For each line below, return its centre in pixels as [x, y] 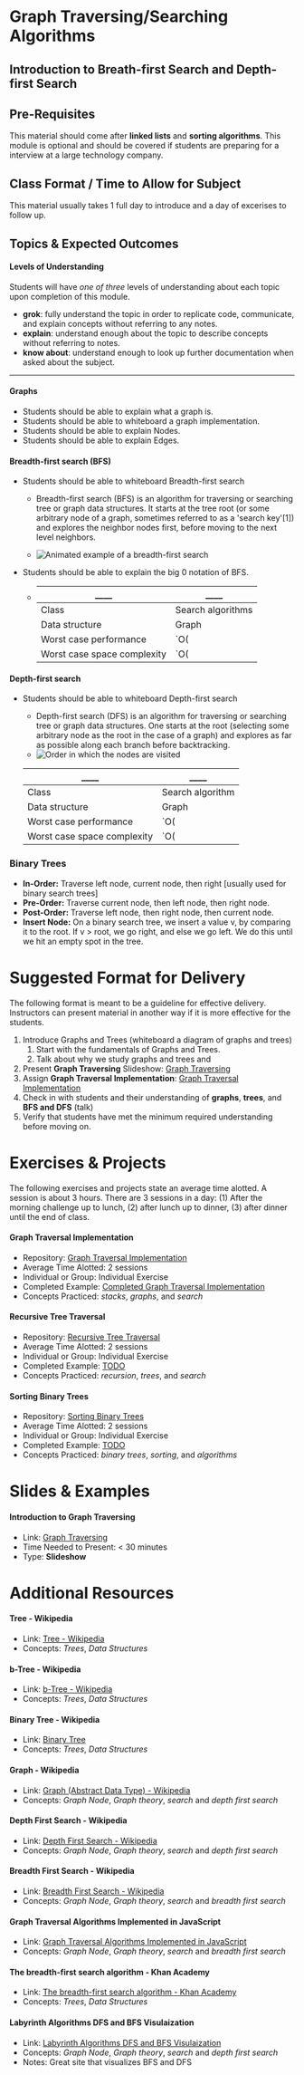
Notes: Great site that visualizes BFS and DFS [107, 2061]
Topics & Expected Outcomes [94, 243]
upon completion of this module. [70, 296]
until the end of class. [50, 1216]
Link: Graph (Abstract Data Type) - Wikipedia [106, 1790]
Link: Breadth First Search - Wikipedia [93, 1891]
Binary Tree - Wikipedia [55, 1719]
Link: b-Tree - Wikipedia [67, 1689]
